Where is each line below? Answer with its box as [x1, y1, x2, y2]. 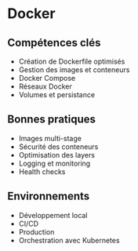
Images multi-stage [18, 133, 82, 143]
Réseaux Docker [18, 82, 72, 91]
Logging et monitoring [18, 158, 91, 168]
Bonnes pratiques [7, 113, 96, 126]
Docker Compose [18, 74, 76, 82]
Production [18, 227, 55, 236]
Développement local [18, 210, 88, 220]
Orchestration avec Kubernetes [18, 235, 120, 245]
